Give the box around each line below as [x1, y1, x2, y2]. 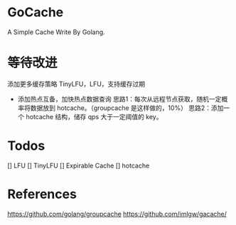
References [7, 186, 77, 202]
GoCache [7, 4, 64, 21]
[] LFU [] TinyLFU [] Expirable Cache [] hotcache [7, 161, 150, 170]
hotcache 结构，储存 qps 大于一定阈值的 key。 [26, 112, 163, 121]
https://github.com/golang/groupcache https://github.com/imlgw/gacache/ [7, 209, 227, 218]
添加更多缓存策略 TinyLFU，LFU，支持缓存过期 [7, 79, 146, 88]
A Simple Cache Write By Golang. [7, 28, 105, 36]
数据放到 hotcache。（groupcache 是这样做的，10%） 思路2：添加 [30, 104, 224, 112]
